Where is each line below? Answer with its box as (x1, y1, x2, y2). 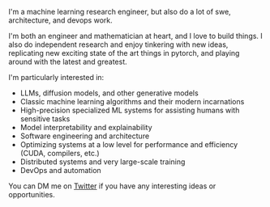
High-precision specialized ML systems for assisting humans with (19, 105, 240, 115)
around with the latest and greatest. (8, 57, 127, 66)
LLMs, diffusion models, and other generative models (19, 88, 199, 98)
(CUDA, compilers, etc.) (19, 149, 100, 158)
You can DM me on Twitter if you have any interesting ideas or (8, 181, 216, 191)
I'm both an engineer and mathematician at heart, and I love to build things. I (8, 32, 264, 40)
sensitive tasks (19, 114, 71, 124)
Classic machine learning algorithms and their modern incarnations (19, 97, 245, 106)
